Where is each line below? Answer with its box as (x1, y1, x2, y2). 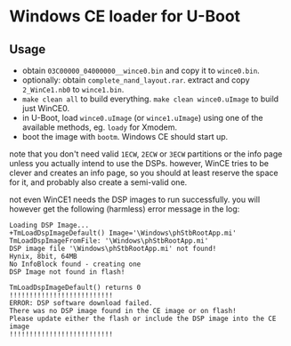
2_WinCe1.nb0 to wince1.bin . (21, 84, 125, 94)
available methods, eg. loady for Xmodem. (21, 122, 178, 133)
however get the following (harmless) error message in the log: (9, 204, 240, 214)
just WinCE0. (21, 103, 69, 113)
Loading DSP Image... (9, 221, 90, 229)
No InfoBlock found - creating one (9, 260, 141, 269)
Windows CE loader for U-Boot (9, 6, 241, 27)
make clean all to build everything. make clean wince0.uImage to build (21, 93, 279, 104)
